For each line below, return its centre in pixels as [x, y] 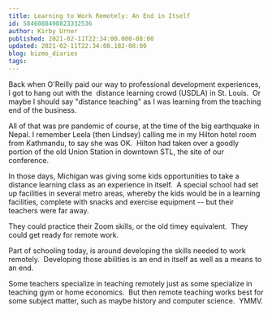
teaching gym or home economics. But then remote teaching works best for [136, 292]
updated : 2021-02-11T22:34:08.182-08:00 [78, 46]
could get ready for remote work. [64, 234]
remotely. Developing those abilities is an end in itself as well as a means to [135, 259]
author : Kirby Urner [43, 31]
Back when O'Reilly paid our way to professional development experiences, [135, 84]
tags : [17, 62]
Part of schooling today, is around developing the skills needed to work [127, 250]
